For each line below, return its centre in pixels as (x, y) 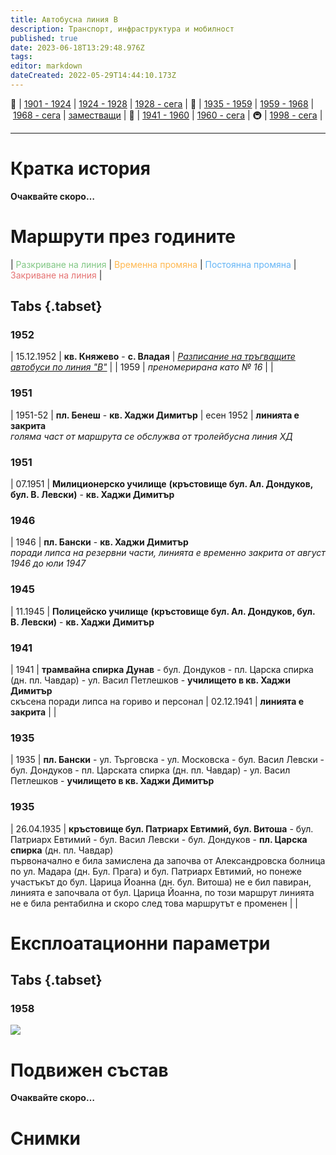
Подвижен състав (89, 1070)
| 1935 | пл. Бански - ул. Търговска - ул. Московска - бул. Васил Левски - (167, 760)
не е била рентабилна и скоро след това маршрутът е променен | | (154, 903)
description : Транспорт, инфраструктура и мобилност (122, 29)
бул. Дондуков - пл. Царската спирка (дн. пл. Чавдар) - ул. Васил (150, 770)
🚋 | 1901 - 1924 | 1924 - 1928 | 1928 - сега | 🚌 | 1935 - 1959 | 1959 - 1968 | (162, 103)
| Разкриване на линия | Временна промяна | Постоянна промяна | (153, 264)
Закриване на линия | (56, 275)
